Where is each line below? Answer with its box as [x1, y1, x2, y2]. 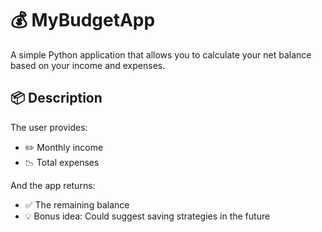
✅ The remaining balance [24, 198, 130, 211]
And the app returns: [10, 179, 96, 191]
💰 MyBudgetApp [10, 9, 156, 32]
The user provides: [10, 121, 88, 133]
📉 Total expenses [24, 156, 100, 168]
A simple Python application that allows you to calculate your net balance [10, 48, 312, 61]
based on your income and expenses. [10, 59, 166, 71]
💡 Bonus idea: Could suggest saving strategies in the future [24, 210, 271, 222]
